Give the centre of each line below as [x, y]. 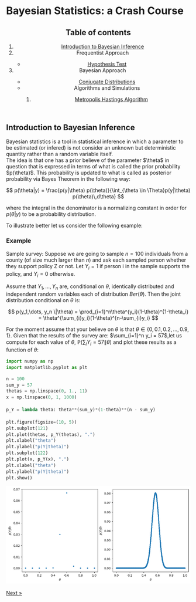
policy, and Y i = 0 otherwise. [41, 274]
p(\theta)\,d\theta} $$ [98, 197]
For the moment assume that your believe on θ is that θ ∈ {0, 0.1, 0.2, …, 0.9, [97, 329]
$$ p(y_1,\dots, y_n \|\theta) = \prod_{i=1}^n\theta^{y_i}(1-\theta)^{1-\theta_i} [98, 312]
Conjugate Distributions [107, 82]
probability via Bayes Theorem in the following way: [68, 179]
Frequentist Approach [103, 53]
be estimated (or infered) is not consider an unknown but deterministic [91, 148]
